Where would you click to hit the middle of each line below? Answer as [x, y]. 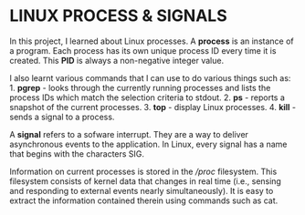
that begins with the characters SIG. [77, 154]
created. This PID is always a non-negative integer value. [117, 60]
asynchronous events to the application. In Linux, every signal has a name [148, 144]
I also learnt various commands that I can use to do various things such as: [150, 77]
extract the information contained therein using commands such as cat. [144, 200]
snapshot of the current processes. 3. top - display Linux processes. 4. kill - [153, 107]
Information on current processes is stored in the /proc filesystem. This [143, 171]
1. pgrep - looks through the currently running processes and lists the [140, 87]
